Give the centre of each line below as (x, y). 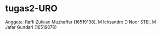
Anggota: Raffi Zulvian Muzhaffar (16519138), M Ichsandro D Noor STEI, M (80, 22)
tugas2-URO (31, 8)
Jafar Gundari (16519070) (31, 27)
